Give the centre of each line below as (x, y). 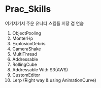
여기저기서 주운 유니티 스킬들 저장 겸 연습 (45, 23)
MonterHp (23, 38)
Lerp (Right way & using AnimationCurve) (54, 80)
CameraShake (27, 49)
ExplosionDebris (29, 43)
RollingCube (25, 64)
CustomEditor (26, 75)
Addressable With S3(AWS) (40, 69)
